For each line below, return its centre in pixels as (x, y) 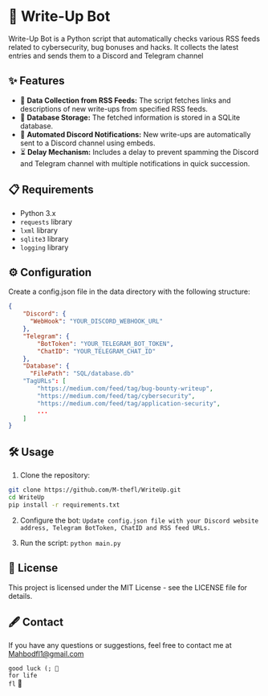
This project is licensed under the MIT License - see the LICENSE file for (128, 587)
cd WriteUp (26, 497)
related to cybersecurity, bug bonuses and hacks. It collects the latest (124, 47)
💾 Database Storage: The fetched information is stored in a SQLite (130, 117)
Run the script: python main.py (70, 543)
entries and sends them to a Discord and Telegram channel (106, 55)
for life (23, 676)
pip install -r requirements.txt (64, 505)
